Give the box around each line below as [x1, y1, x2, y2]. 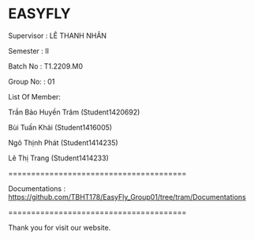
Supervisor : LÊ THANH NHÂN [8, 31, 107, 40]
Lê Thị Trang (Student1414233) [8, 153, 109, 163]
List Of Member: [8, 92, 62, 101]
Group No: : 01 [8, 77, 55, 86]
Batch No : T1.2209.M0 [8, 61, 84, 71]
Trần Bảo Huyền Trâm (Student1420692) [8, 107, 140, 117]
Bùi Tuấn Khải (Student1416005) [8, 122, 113, 132]
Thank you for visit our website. [8, 223, 111, 232]
